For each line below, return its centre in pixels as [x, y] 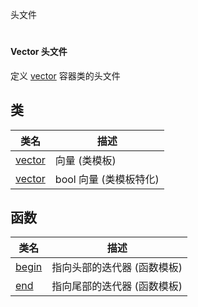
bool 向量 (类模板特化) [107, 179]
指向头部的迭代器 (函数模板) [117, 268]
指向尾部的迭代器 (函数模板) [117, 286]
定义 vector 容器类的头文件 [65, 75]
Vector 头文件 [39, 52]
